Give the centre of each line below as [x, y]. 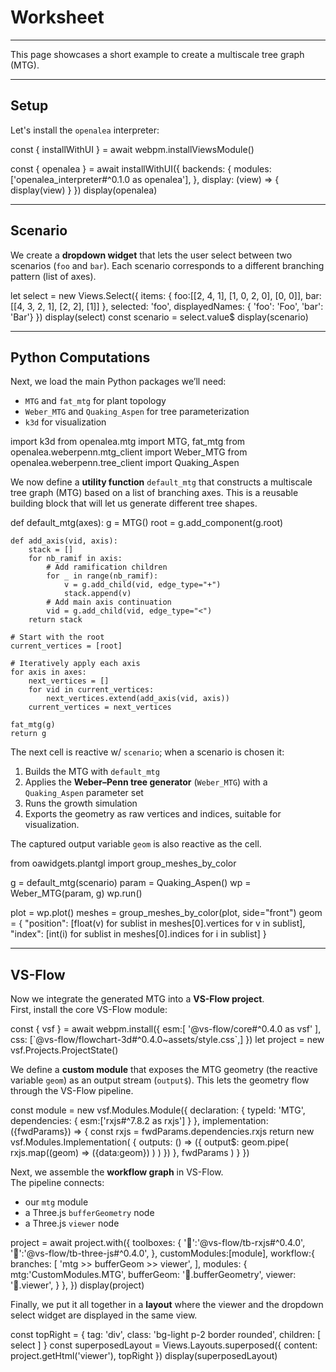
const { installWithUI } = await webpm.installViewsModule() [132, 149]
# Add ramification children [107, 567]
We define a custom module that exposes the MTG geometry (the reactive [164, 1070]
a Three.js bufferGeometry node [89, 1213]
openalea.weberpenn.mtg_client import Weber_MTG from [129, 452]
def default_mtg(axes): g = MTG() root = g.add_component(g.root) [147, 523]
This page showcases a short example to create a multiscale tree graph [157, 54]
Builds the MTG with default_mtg [92, 772]
